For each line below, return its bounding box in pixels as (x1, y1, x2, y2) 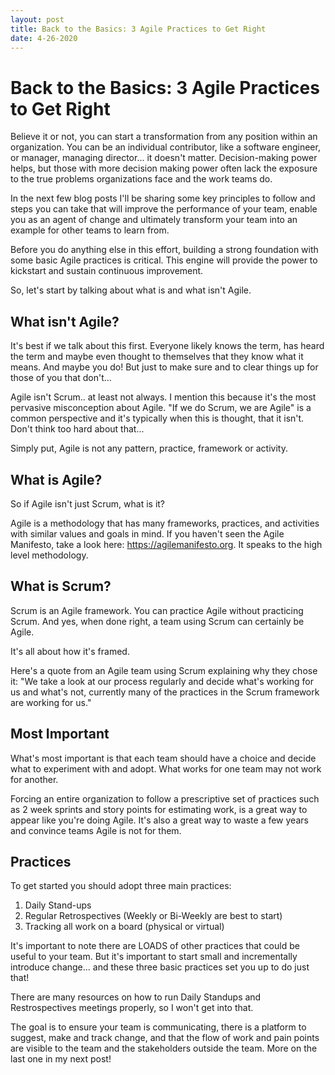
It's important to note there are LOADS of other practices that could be (10, 940, 300, 952)
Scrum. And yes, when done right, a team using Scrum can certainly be (10, 615, 305, 627)
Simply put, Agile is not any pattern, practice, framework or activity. (10, 442, 288, 455)
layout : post (10, 14, 65, 25)
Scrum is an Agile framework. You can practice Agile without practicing (10, 604, 304, 616)
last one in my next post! (10, 1053, 112, 1065)
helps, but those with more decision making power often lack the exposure (10, 162, 318, 175)
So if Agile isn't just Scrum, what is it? (10, 497, 166, 510)
